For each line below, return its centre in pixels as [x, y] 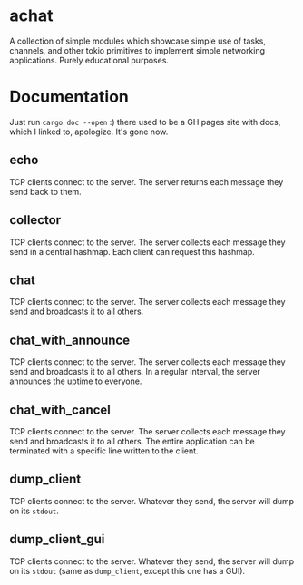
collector [35, 220]
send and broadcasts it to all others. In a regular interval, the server [135, 372]
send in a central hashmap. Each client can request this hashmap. [132, 251]
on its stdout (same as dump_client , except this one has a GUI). [127, 570]
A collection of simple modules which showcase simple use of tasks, [137, 41]
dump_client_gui [57, 539]
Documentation [69, 97]
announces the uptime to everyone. [76, 381]
